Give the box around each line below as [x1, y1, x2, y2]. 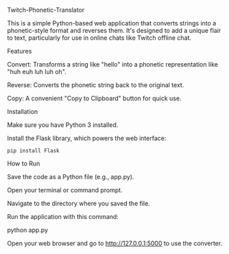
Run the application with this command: [7, 213, 119, 220]
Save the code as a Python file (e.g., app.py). [7, 173, 134, 181]
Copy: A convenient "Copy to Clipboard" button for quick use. [7, 94, 182, 102]
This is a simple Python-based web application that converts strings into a [7, 19, 217, 27]
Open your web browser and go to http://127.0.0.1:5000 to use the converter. [7, 240, 223, 247]
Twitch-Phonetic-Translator [7, 6, 84, 14]
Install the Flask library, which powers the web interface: [7, 134, 167, 142]
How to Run [7, 159, 40, 168]
